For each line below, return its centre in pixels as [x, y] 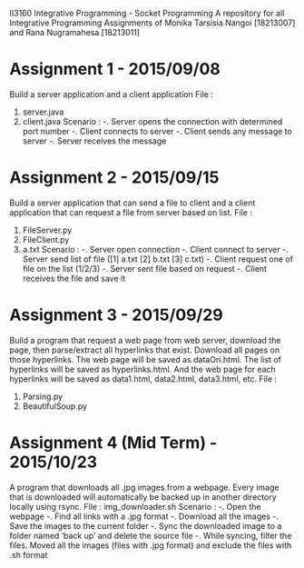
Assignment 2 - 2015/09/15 [114, 178]
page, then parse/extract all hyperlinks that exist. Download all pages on [144, 350]
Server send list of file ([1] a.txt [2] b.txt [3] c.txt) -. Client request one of [157, 259]
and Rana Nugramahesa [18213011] [75, 32]
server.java [43, 112]
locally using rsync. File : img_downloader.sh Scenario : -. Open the [135, 506]
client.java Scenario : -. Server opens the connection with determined [152, 121]
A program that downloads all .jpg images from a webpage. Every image [144, 487]
